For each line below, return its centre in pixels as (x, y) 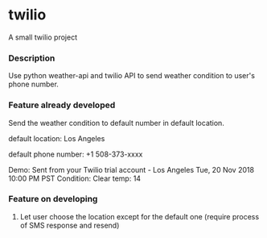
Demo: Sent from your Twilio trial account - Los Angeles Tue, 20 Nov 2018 (131, 169)
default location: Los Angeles (57, 138)
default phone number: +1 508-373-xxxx (76, 154)
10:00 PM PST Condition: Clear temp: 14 (75, 178)
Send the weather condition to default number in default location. (117, 123)
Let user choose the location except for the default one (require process (140, 216)
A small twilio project (43, 37)
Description (32, 58)
